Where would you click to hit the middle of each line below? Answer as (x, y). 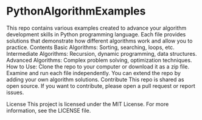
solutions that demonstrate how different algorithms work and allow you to (99, 41)
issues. (15, 92)
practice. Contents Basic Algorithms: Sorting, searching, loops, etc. (90, 47)
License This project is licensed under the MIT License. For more (88, 104)
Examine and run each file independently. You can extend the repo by (94, 73)
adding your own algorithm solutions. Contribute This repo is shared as (95, 79)
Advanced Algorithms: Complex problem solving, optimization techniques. (99, 60)
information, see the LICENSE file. (49, 110)
